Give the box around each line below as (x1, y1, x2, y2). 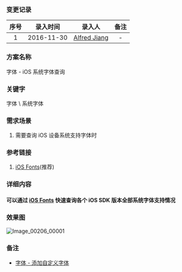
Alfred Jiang (73, 34, 109, 42)
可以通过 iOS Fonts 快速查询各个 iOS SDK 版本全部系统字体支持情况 (6, 197, 176, 204)
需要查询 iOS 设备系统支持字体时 (15, 131, 97, 139)
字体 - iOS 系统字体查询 (6, 68, 65, 75)
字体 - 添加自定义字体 (15, 259, 70, 266)
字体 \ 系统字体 (6, 100, 44, 107)
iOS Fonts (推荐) (15, 163, 55, 171)
